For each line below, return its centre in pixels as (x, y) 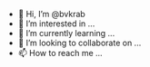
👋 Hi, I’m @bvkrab (52, 14)
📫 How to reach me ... (60, 53)
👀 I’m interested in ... (56, 24)
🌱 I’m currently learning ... (66, 33)
